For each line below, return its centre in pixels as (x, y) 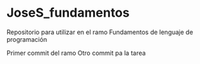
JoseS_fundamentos (68, 13)
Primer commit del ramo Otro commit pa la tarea (76, 53)
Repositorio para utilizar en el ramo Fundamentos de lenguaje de (100, 32)
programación (27, 39)
